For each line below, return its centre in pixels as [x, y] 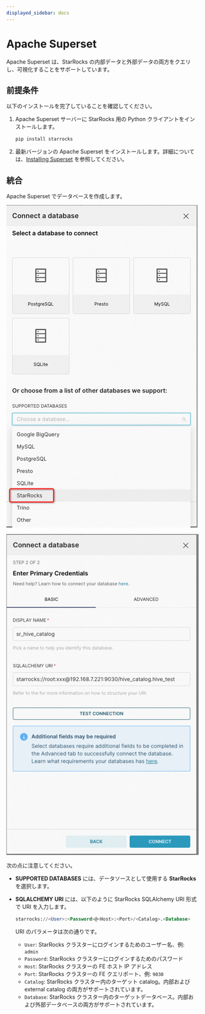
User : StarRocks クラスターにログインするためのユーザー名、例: [104, 944]
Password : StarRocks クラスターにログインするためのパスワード [104, 958]
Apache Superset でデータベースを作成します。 [66, 196]
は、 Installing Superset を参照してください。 [71, 160]
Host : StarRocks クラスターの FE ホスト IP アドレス [88, 966]
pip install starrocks [44, 139]
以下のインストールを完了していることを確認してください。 [81, 106]
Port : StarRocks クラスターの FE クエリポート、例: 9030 [94, 974]
